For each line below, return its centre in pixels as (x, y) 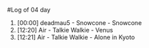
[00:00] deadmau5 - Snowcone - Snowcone (79, 23)
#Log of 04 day (29, 10)
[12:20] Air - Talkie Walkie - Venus (65, 30)
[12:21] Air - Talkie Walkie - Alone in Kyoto (76, 37)
